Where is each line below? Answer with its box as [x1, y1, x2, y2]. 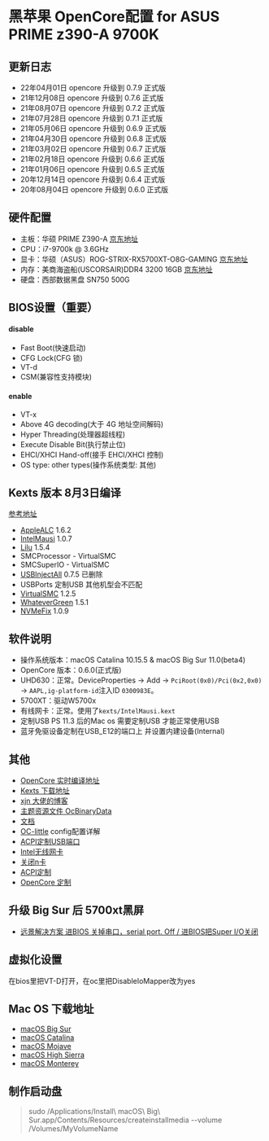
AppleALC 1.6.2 [20, 525, 72, 535]
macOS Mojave [20, 1042, 72, 1051]
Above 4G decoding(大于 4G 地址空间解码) [20, 419, 164, 428]
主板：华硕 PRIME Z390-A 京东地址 [20, 234, 138, 244]
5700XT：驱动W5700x [20, 696, 97, 705]
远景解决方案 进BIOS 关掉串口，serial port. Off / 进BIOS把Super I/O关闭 [20, 926, 258, 937]
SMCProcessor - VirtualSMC [20, 551, 116, 561]
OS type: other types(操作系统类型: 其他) [20, 459, 157, 469]
